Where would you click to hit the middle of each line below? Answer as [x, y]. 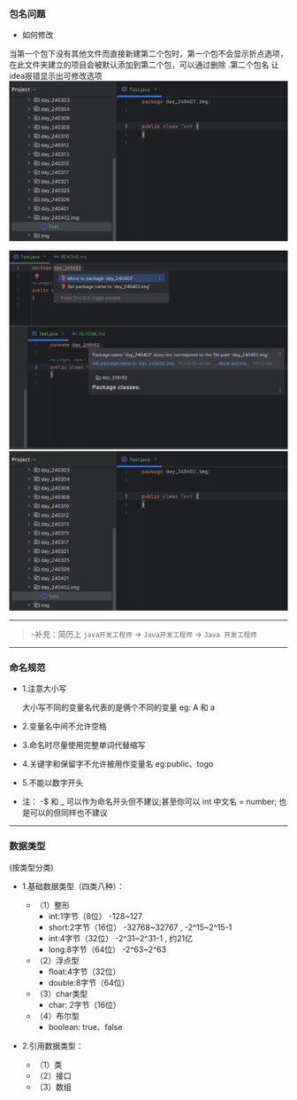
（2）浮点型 [57, 960]
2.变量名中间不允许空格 [65, 726]
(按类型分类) [32, 867]
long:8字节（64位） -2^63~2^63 [107, 949]
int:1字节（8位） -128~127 [95, 916]
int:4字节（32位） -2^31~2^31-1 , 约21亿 [120, 938]
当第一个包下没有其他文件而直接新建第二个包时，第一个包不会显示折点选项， [148, 54]
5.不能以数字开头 [53, 783]
